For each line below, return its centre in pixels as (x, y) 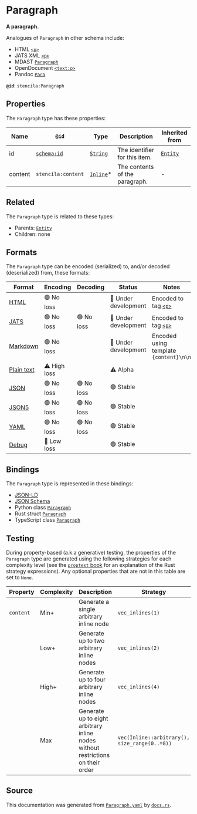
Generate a (94, 602)
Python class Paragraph (43, 508)
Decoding (91, 287)
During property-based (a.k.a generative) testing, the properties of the (91, 553)
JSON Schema (32, 501)
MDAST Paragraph (36, 62)
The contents (135, 167)
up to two (91, 641)
